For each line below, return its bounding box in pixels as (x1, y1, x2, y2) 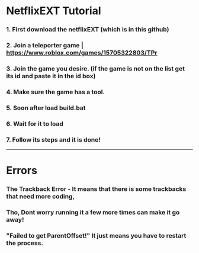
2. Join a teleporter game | (6, 41, 84, 50)
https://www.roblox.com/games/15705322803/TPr (6, 49, 158, 57)
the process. (6, 239, 43, 247)
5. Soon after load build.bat (6, 104, 86, 112)
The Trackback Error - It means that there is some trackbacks (6, 185, 187, 193)
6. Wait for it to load (6, 120, 63, 128)
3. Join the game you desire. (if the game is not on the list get (6, 64, 185, 72)
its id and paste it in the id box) (6, 72, 96, 80)
